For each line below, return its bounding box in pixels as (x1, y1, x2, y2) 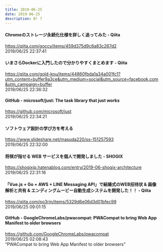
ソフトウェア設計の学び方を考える (5, 125, 73, 131)
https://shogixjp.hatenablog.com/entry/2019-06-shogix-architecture (5, 164, 142, 170)
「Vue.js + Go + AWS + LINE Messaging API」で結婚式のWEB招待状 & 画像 (5, 181, 157, 187)
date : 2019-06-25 (5, 12, 40, 17)
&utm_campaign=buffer (5, 81, 53, 87)
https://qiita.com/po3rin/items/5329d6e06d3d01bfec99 (5, 198, 117, 204)
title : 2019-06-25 (5, 7, 42, 12)
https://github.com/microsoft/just (5, 108, 72, 114)
